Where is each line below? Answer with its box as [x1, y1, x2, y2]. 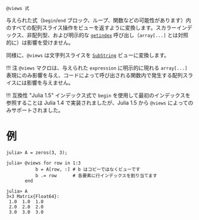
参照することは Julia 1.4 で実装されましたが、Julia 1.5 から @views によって [6, 99, 188, 106]
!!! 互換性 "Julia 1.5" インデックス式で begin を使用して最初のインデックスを [6, 92, 191, 99]
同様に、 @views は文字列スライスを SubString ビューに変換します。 [6, 52, 169, 58]
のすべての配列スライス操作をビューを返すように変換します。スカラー [6, 24, 177, 31]
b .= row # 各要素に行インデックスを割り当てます [35, 172, 157, 178]
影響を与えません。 [26, 79, 74, 86]
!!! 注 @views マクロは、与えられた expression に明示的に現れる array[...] [6, 64, 188, 71]
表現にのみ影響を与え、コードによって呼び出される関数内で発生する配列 [6, 72, 183, 78]
